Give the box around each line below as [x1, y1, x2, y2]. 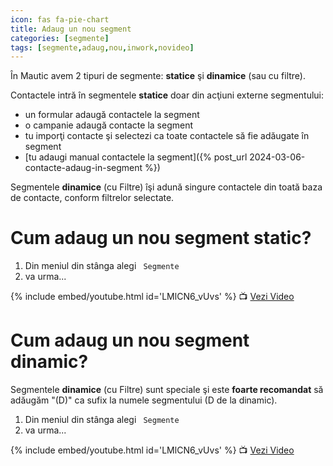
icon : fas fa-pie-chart [10, 14, 110, 25]
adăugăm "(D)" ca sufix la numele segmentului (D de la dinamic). [10, 394, 278, 406]
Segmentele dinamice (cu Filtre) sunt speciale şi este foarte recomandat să [10, 384, 324, 396]
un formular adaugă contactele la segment [24, 109, 200, 121]
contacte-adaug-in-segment [24, 162, 143, 174]
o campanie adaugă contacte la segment [24, 119, 193, 131]
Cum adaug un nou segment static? [10, 227, 312, 250]
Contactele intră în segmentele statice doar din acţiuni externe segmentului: [10, 89, 325, 101]
